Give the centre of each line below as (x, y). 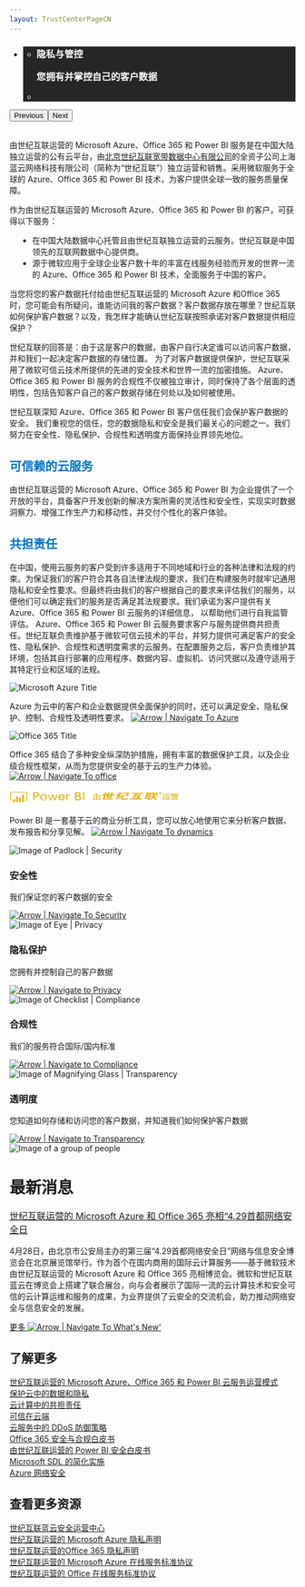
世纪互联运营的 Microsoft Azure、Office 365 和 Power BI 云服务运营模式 (144, 1382)
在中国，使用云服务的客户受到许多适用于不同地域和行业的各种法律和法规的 (148, 567)
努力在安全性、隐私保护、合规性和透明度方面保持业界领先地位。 (128, 435)
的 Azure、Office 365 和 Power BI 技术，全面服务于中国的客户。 (152, 275)
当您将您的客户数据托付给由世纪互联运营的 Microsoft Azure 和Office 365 (145, 294)
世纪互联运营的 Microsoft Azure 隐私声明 (85, 1539)
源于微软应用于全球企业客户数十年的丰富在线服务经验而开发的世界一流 (163, 263)
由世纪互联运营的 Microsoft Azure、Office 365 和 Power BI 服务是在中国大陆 (152, 145)
